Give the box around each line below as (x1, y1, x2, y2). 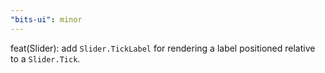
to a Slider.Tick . (10, 52, 81, 65)
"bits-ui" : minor (10, 14, 83, 25)
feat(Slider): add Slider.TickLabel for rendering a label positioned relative (10, 42, 316, 54)
